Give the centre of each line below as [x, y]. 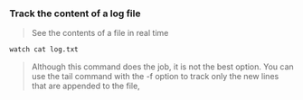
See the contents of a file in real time [100, 33]
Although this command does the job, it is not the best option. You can [162, 67]
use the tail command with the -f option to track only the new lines [155, 77]
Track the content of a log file [75, 14]
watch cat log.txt [44, 50]
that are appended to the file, [85, 86]
